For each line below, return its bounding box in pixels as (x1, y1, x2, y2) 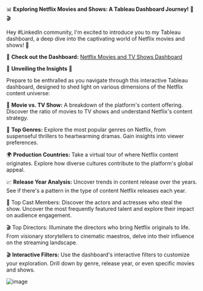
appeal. (6, 166, 25, 173)
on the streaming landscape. (6, 239, 78, 246)
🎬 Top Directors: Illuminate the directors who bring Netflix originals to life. (6, 224, 190, 231)
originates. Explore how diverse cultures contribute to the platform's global (6, 160, 193, 167)
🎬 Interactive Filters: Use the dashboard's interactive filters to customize (6, 251, 190, 258)
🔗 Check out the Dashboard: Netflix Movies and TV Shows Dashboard (6, 53, 183, 60)
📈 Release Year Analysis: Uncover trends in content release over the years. (6, 178, 198, 186)
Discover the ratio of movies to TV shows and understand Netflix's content (6, 108, 193, 115)
